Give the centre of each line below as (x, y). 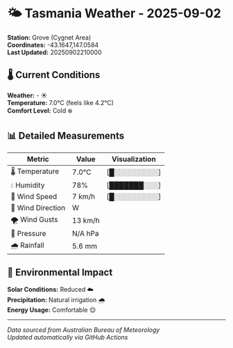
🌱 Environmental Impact (60, 272)
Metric (38, 159)
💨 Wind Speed (34, 196)
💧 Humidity (28, 185)
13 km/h (86, 221)
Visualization (134, 159)
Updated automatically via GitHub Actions (68, 338)
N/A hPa (85, 233)
